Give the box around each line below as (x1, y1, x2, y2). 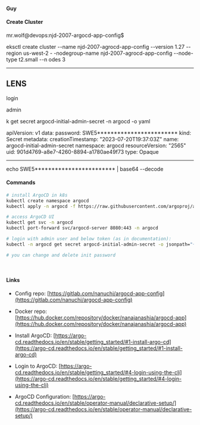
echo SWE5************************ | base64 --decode (6, 165, 164, 172)
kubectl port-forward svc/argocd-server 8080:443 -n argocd (6, 225, 159, 231)
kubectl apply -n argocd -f (6, 203, 76, 209)
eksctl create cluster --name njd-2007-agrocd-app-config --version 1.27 (6, 43, 185, 50)
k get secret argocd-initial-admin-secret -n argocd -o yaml (6, 117, 151, 125)
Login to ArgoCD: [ (14, 362, 61, 370)
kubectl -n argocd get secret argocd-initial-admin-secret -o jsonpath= (6, 241, 190, 247)
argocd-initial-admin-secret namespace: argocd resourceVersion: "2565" (6, 142, 186, 149)
